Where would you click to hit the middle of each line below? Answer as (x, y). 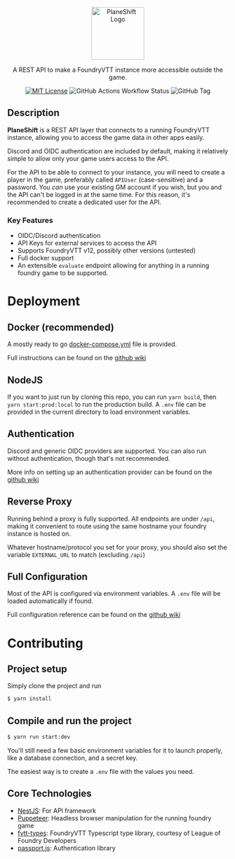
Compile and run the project (69, 721)
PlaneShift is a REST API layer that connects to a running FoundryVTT (109, 129)
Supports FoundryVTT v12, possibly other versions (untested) (107, 250)
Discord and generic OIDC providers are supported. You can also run (107, 451)
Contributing (45, 643)
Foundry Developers (47, 840)
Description (33, 113)
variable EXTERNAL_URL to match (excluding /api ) (76, 554)
